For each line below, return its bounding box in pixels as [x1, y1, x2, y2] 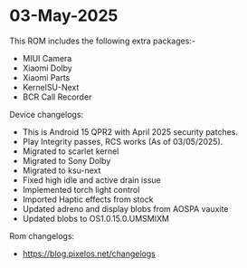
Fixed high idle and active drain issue [22, 174, 161, 186]
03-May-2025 [9, 5, 119, 26]
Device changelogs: [9, 109, 84, 120]
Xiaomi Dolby [22, 62, 72, 73]
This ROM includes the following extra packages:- [9, 35, 196, 46]
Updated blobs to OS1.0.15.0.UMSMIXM [22, 213, 170, 224]
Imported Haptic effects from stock [22, 194, 154, 205]
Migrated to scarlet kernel [22, 146, 119, 157]
